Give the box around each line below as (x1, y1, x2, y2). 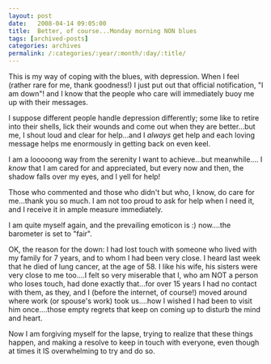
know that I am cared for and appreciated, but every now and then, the (8, 163, 244, 172)
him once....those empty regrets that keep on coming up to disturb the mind (8, 305, 261, 314)
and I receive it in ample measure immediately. (8, 205, 163, 214)
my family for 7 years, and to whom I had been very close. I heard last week (8, 253, 260, 263)
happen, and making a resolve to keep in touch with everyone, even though (8, 337, 260, 347)
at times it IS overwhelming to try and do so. (8, 346, 155, 356)
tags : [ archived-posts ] (8, 34, 89, 43)
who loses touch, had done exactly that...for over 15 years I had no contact (8, 279, 257, 288)
